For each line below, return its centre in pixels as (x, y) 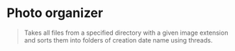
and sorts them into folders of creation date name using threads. (118, 40)
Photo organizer (55, 13)
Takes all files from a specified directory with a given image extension (126, 33)
